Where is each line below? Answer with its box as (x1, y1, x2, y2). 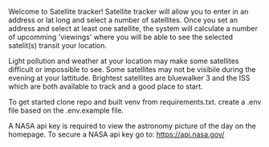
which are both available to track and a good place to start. (8, 81, 203, 91)
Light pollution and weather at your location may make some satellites (8, 56, 239, 66)
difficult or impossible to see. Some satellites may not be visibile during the (8, 65, 256, 74)
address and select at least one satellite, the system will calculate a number (8, 24, 259, 33)
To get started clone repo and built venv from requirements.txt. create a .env (8, 97, 262, 106)
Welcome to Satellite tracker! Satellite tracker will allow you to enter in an (8, 7, 249, 16)
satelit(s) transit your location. (8, 41, 107, 50)
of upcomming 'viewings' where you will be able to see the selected (8, 32, 234, 42)
